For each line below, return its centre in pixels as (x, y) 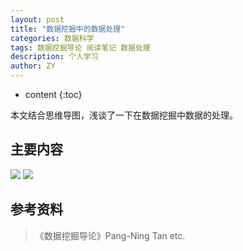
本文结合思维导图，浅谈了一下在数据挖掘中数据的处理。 (124, 115)
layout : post (37, 19)
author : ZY (33, 66)
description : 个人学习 (54, 57)
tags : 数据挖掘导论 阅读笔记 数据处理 (80, 47)
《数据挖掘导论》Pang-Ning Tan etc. (110, 235)
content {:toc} (53, 94)
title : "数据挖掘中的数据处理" (68, 29)
